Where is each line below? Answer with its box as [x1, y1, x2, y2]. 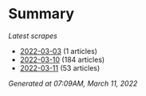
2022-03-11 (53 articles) [19, 63, 101, 72]
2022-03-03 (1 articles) [19, 46, 98, 56]
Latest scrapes [8, 31, 57, 40]
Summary [8, 5, 74, 23]
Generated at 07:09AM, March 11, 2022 [8, 79, 138, 88]
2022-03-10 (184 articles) [19, 55, 105, 64]
